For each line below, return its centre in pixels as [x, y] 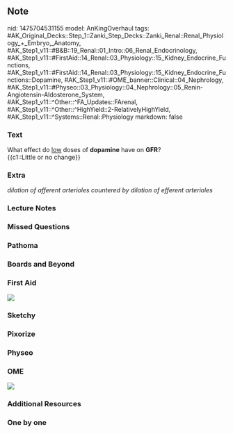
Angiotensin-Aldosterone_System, [56, 94]
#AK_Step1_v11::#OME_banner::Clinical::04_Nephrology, [144, 80]
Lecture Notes [32, 208]
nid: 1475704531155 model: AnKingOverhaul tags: [78, 28]
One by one [27, 423]
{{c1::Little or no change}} [44, 157]
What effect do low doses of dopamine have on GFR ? [84, 150]
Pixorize [22, 334]
